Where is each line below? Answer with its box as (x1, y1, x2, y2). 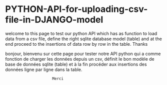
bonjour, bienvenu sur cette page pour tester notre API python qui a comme (5, 51, 161, 57)
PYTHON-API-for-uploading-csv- (5, 3, 148, 15)
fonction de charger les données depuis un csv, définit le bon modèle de (5, 56, 155, 62)
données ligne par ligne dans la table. (5, 66, 82, 73)
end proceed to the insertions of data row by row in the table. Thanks (5, 41, 148, 47)
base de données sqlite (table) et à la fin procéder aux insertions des (5, 61, 147, 67)
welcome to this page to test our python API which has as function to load (5, 30, 157, 36)
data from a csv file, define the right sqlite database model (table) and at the (5, 36, 162, 42)
